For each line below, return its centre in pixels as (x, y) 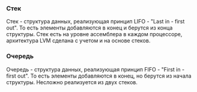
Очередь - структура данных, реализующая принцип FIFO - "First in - (95, 69)
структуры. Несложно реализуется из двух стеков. (72, 82)
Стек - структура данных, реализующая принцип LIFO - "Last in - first (95, 22)
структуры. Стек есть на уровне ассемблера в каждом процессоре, (94, 34)
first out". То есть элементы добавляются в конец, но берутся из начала (99, 76)
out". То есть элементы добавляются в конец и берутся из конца (89, 28)
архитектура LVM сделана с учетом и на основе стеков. (78, 41)
